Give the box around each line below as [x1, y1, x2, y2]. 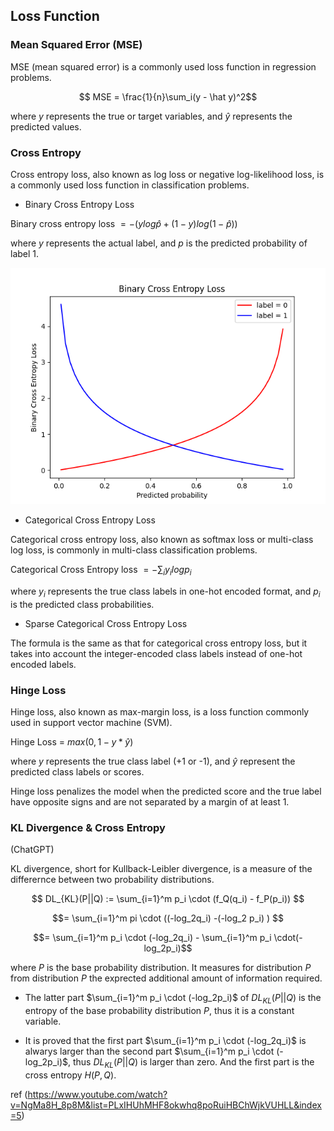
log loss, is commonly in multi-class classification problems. [10, 544, 258, 556]
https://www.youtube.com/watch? [27, 1088, 168, 1100]
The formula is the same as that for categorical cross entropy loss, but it [10, 637, 308, 649]
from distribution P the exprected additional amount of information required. [10, 972, 323, 984]
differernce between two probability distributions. [10, 874, 215, 886]
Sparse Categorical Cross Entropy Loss [24, 617, 188, 629]
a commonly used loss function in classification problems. [10, 179, 250, 191]
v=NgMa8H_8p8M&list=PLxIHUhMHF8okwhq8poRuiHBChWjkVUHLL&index [10, 1099, 322, 1111]
